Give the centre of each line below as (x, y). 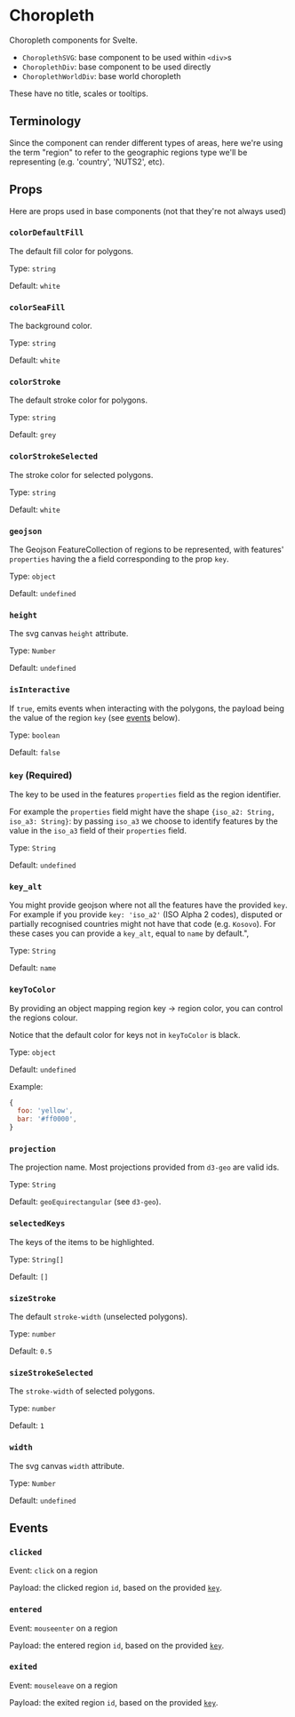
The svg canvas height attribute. (69, 634)
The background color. (51, 326)
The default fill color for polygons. (72, 251)
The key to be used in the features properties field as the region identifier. (145, 794)
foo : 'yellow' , (45, 1111)
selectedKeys (37, 1224)
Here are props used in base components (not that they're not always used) (148, 211)
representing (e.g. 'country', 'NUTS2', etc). (87, 162)
